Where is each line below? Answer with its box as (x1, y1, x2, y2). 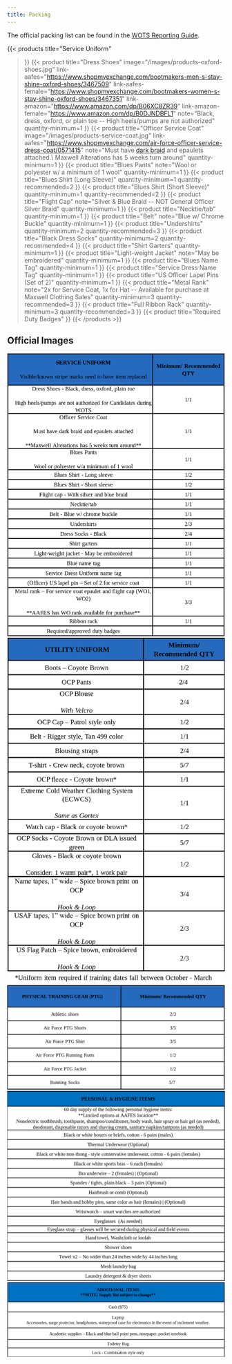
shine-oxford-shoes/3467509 (23, 79, 109, 88)
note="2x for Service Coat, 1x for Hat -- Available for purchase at (23, 285, 209, 294)
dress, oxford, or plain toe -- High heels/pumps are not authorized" (23, 116, 215, 124)
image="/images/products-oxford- (123, 57, 222, 66)
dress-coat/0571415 (23, 146, 81, 154)
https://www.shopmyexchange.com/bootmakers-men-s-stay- (46, 73, 223, 81)
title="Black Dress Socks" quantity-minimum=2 (23, 234, 159, 242)
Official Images (7, 335, 74, 347)
